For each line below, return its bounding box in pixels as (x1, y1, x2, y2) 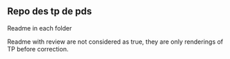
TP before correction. (7, 44, 69, 53)
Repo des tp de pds (7, 6, 92, 17)
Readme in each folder (7, 24, 72, 32)
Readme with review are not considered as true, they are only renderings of (7, 37, 224, 46)
